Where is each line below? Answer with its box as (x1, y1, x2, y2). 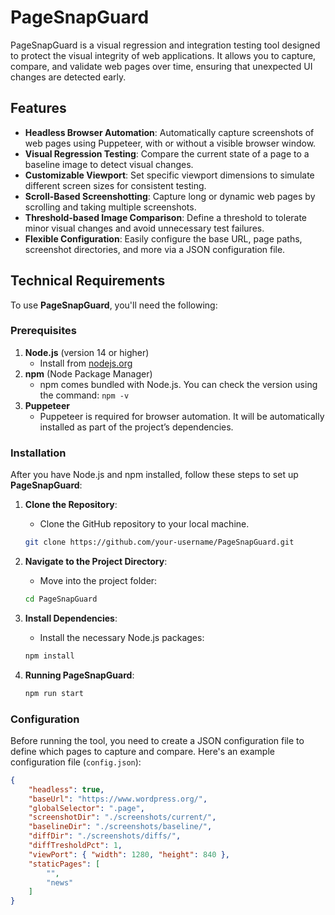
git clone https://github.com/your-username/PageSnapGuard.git (24, 537, 295, 548)
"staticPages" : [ (28, 859, 101, 869)
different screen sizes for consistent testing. (24, 179, 207, 191)
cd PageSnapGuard (24, 594, 98, 605)
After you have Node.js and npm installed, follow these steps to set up (10, 469, 299, 481)
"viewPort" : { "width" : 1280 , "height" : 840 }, (28, 849, 230, 860)
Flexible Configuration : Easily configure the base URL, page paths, (24, 232, 303, 245)
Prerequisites (10, 324, 77, 338)
